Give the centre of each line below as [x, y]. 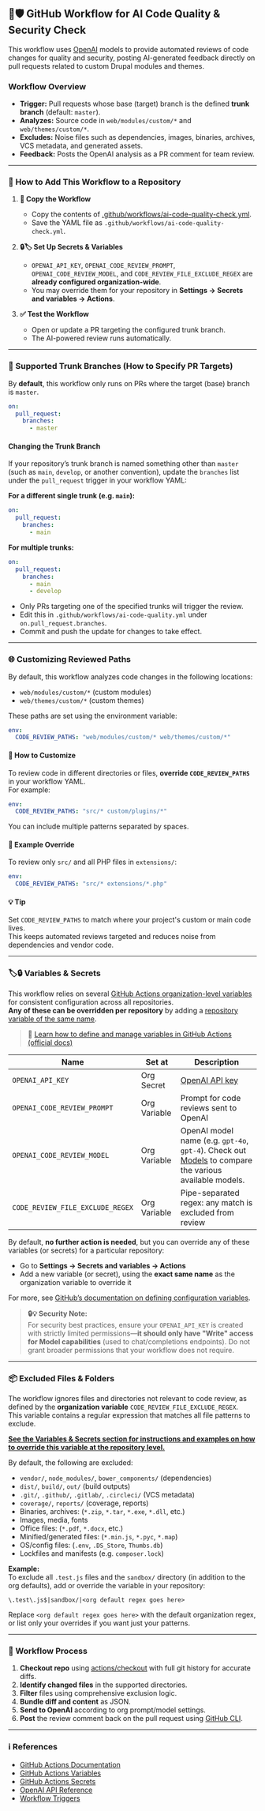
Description [216, 1061]
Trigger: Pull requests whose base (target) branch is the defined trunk [134, 104]
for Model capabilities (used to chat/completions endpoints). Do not [139, 1341]
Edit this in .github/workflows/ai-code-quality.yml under [113, 614]
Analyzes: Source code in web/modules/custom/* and [105, 121]
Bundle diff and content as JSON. [75, 1702]
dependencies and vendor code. [61, 945]
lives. [17, 928]
